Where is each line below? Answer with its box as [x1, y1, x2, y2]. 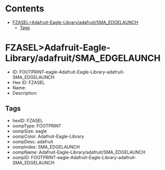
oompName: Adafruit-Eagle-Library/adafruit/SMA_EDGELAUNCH [12, 149, 146, 155]
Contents [5, 3, 45, 14]
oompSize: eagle [12, 128, 47, 134]
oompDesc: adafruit [12, 138, 54, 144]
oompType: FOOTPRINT [12, 122, 62, 129]
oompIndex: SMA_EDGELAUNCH [12, 144, 80, 150]
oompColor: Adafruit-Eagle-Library [12, 133, 84, 139]
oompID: [12, 154, 30, 160]
